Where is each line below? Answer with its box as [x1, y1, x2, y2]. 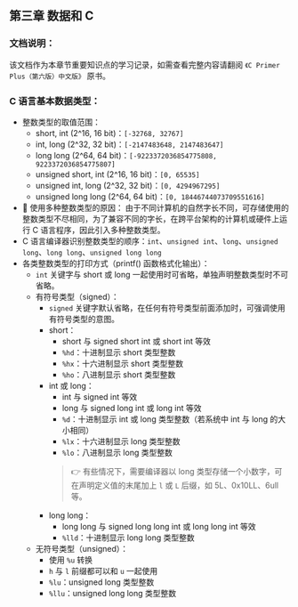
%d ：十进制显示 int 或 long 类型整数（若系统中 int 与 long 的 [61, 413, 278, 425]
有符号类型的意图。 [48, 313, 120, 324]
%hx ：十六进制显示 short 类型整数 [61, 358, 184, 368]
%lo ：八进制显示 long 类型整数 [61, 447, 173, 457]
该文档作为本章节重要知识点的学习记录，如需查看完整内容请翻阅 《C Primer [9, 59, 280, 69]
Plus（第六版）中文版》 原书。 [9, 70, 111, 81]
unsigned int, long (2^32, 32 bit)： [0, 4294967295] [35, 180, 221, 190]
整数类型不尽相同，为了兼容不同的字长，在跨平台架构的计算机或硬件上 [21, 213, 280, 224]
